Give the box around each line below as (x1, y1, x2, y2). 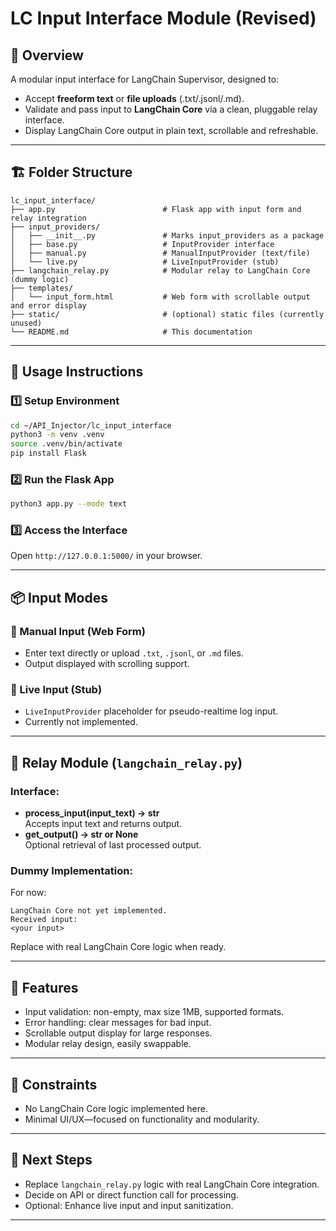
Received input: (10, 915, 78, 925)
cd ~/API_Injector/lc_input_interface (10, 420, 172, 431)
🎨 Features (10, 979, 79, 996)
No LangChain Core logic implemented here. (24, 1103, 208, 1115)
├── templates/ (10, 283, 74, 293)
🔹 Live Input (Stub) (10, 683, 103, 697)
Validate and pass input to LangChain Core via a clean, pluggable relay (24, 103, 318, 115)
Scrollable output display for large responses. (24, 1027, 213, 1039)
